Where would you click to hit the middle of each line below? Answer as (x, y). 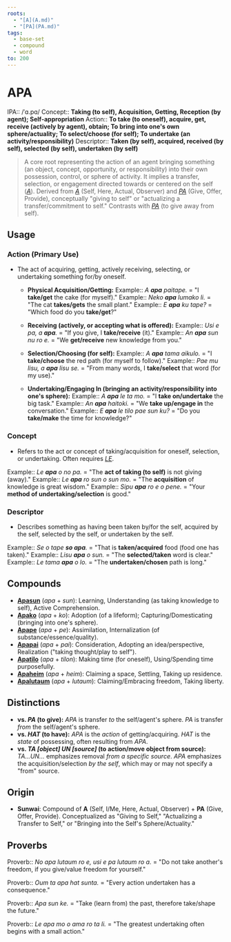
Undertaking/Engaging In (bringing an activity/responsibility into (122, 389)
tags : (15, 33)
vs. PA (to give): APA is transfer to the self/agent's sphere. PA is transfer (120, 719)
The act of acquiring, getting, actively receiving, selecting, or (104, 269)
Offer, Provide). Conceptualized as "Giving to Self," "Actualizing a (109, 816)
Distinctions (34, 703)
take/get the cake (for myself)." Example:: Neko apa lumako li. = (119, 297)
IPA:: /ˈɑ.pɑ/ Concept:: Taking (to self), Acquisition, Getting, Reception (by (114, 112)
